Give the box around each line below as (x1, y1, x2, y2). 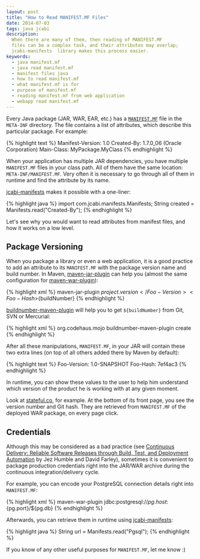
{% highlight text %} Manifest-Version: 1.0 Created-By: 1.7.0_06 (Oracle (6, 139, 182, 146)
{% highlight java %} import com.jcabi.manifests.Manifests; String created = (6, 200, 195, 207)
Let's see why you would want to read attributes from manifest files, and (6, 218, 185, 225)
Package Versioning (6, 242, 83, 252)
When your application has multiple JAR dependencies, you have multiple (6, 157, 188, 164)
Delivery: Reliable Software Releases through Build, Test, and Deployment (6, 449, 189, 457)
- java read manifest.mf (11, 64, 74, 71)
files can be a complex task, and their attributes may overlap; (11, 43, 179, 49)
